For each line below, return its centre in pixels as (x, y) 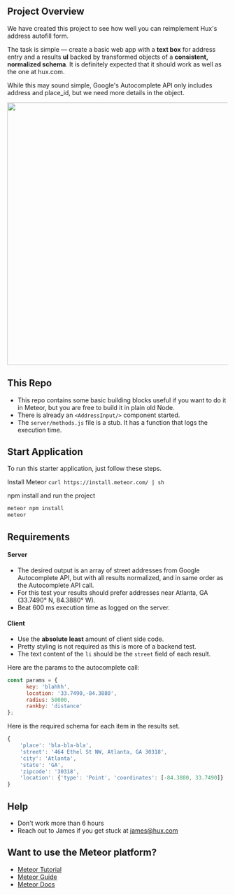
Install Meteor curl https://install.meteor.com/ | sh (86, 482)
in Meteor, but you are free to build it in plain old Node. (96, 407)
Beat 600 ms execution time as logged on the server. (93, 607)
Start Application (45, 452)
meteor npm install (36, 509)
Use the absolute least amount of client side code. (91, 639)
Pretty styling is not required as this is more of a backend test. (107, 646)
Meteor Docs (36, 884)
